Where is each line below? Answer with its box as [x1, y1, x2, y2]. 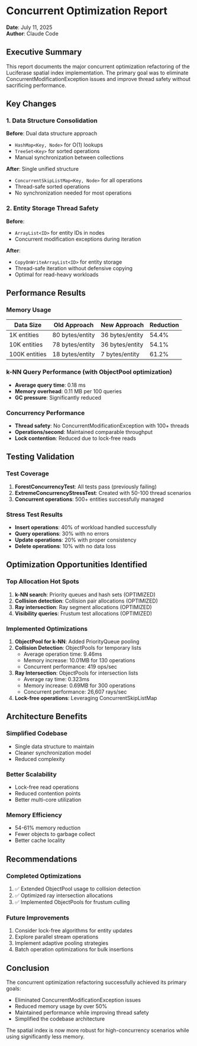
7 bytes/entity [100, 350, 140, 358]
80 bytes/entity [52, 331, 95, 339]
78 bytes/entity [52, 341, 95, 349]
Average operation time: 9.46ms [23, 650, 102, 658]
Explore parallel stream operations [14, 933, 99, 941]
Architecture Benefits [6, 711, 88, 722]
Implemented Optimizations [6, 624, 88, 633]
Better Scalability [6, 770, 57, 778]
